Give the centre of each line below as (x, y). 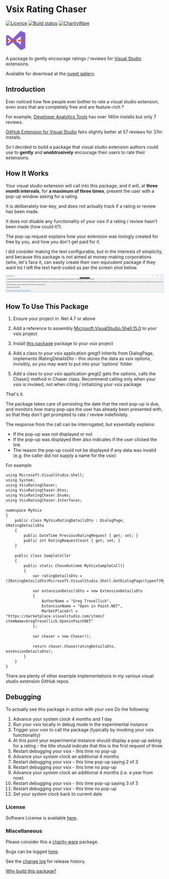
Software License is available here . (42, 818)
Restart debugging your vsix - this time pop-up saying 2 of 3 (75, 762)
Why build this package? (31, 871)
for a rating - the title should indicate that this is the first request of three (88, 746)
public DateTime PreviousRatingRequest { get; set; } (81, 535)
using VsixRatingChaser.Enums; (38, 495)
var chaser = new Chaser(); (62, 636)
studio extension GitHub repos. (38, 681)
